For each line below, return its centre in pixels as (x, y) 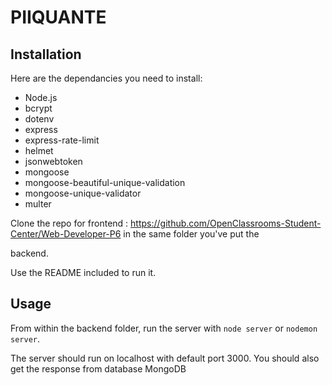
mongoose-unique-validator (83, 193)
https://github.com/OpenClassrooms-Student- (226, 223)
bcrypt (38, 108)
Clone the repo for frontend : (69, 223)
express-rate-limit (62, 140)
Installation (46, 54)
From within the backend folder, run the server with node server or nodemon (164, 328)
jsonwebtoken (53, 161)
